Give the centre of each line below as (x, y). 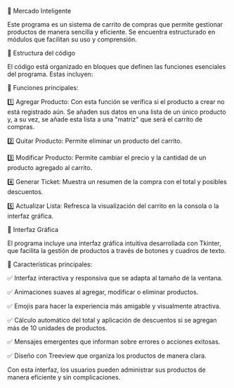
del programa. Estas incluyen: (50, 74)
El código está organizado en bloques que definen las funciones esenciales (117, 66)
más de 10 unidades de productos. (57, 328)
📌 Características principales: (50, 264)
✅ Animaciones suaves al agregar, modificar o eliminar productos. (103, 292)
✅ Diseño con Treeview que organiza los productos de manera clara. (107, 356)
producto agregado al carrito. (50, 168)
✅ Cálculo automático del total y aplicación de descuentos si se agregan (112, 320)
